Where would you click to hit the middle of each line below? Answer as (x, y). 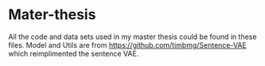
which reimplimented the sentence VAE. (74, 53)
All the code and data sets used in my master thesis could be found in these (132, 37)
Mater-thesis (52, 15)
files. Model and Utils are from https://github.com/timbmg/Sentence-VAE (127, 45)
